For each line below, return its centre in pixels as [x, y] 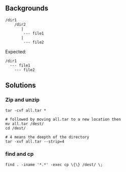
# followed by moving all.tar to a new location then [63, 119]
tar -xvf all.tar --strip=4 [35, 142]
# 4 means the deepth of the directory [47, 137]
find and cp [19, 154]
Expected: [16, 51]
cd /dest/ [16, 128]
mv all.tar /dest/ [25, 124]
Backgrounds [27, 8]
